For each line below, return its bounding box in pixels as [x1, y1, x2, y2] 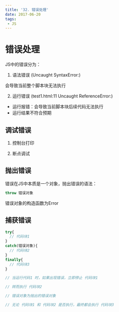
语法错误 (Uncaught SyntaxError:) [12, 72, 81, 78]
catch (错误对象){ [5, 243, 38, 248]
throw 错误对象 [5, 190, 34, 195]
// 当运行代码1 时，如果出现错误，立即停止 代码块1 [5, 275, 98, 281]
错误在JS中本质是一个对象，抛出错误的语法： [5, 180, 97, 186]
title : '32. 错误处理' [5, 7, 49, 12]
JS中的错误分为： [5, 62, 41, 68]
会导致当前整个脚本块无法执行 [5, 82, 66, 88]
